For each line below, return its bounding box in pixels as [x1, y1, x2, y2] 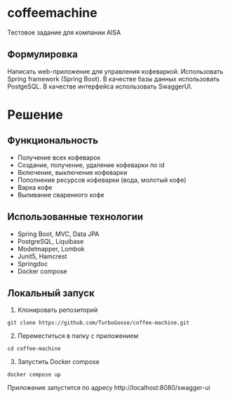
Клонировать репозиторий [17, 306, 98, 314]
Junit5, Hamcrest [17, 251, 67, 261]
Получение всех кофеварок [17, 153, 101, 162]
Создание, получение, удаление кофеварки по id [17, 160, 165, 169]
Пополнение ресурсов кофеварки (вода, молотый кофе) [17, 176, 187, 184]
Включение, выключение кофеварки [17, 168, 128, 176]
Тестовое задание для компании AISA [7, 28, 121, 37]
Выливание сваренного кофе [17, 190, 105, 199]
